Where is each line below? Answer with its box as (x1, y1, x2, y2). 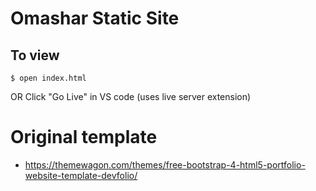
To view (10, 47, 60, 64)
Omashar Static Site (10, 7, 180, 30)
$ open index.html (10, 73, 87, 83)
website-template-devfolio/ (24, 169, 138, 181)
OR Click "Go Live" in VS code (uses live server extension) (10, 91, 252, 102)
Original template (10, 126, 158, 149)
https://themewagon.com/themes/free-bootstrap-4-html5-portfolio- (24, 158, 306, 171)
